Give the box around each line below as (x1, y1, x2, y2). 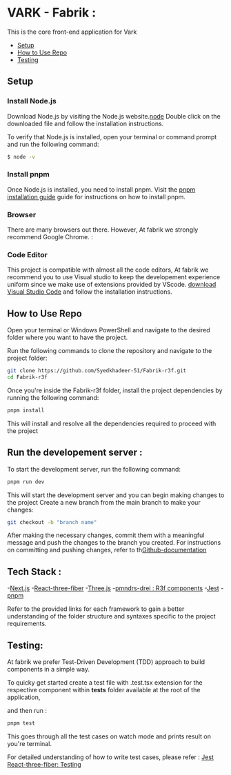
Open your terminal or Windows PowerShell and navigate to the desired (7, 326, 210, 334)
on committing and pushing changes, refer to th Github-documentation (7, 546, 207, 554)
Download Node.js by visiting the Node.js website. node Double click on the (7, 112, 221, 120)
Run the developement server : (7, 447, 143, 459)
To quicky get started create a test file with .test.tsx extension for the (7, 678, 203, 687)
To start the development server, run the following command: (7, 465, 181, 473)
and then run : (7, 707, 47, 715)
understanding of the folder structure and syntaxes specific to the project (7, 612, 216, 621)
